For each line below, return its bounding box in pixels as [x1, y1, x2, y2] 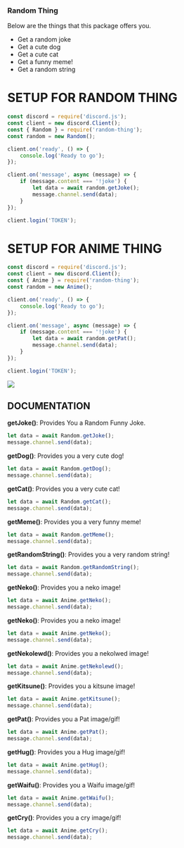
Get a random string [17, 66, 76, 74]
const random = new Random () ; [7, 132, 96, 139]
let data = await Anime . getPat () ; [7, 728, 109, 736]
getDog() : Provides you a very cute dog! [7, 451, 124, 460]
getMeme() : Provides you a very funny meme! [7, 517, 142, 526]
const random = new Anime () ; [7, 284, 93, 291]
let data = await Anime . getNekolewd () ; [7, 663, 124, 670]
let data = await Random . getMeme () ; [7, 531, 114, 538]
